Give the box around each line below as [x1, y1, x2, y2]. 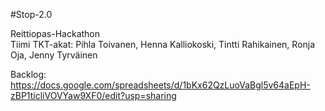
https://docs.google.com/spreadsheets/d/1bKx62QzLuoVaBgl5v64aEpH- [10, 79, 311, 91]
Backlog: [10, 69, 47, 80]
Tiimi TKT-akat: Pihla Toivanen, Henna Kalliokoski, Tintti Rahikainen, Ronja [10, 39, 316, 50]
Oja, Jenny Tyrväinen [10, 49, 98, 61]
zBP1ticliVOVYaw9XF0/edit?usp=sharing [10, 90, 177, 101]
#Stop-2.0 [10, 9, 53, 20]
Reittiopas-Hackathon [10, 28, 101, 39]
